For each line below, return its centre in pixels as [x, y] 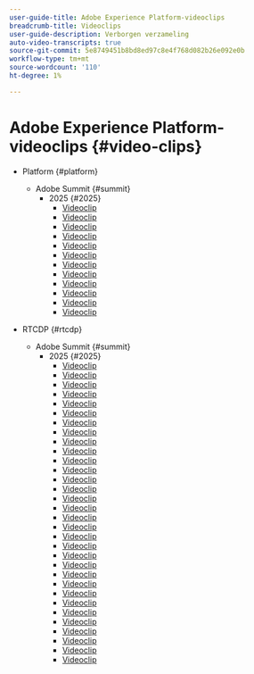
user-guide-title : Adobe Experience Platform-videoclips [117, 17]
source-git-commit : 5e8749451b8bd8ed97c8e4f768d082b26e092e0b [127, 51]
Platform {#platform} [60, 171]
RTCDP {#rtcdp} [52, 329]
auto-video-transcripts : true [66, 42]
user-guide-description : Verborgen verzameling [99, 34]
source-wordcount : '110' [55, 68]
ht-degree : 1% [36, 76]
